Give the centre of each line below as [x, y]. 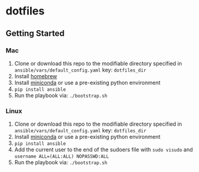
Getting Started [35, 33]
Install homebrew [36, 76]
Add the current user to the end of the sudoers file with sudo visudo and [103, 150]
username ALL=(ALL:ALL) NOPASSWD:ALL [62, 157]
